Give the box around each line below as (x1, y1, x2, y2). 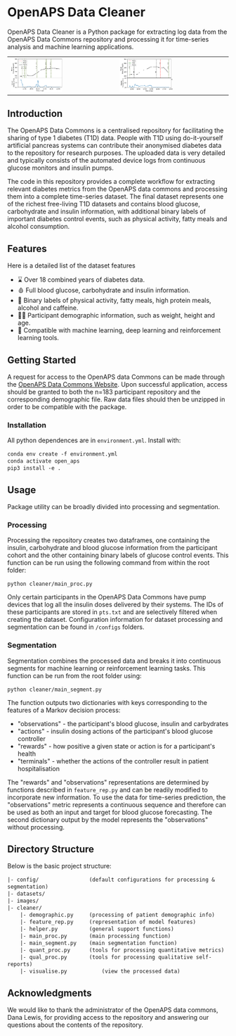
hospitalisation (17, 764, 60, 773)
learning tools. (17, 334, 60, 342)
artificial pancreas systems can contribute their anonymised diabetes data (7, 142, 222, 150)
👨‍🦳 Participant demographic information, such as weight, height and (17, 311, 216, 320)
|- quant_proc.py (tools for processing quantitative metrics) (20, 947, 225, 954)
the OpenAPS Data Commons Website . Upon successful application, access (7, 380, 228, 388)
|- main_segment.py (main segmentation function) (20, 940, 178, 947)
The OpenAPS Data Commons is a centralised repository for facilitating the (7, 126, 224, 135)
